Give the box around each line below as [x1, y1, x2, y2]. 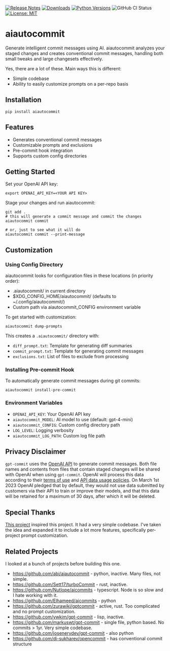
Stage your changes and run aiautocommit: [5, 200, 95, 206]
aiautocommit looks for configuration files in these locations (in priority [5, 273, 153, 279]
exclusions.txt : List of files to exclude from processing [12, 354, 129, 360]
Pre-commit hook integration [12, 147, 73, 153]
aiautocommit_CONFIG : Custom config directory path [12, 422, 120, 428]
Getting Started [5, 167, 55, 176]
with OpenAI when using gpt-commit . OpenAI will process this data [5, 472, 144, 478]
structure [12, 641, 32, 647]
